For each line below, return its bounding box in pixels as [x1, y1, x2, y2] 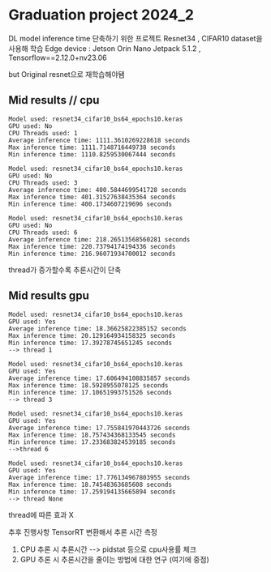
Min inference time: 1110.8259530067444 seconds [8, 150, 176, 159]
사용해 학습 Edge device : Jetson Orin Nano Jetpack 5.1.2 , [8, 43, 201, 53]
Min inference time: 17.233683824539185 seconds [8, 438, 176, 446]
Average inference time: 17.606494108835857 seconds [8, 374, 191, 382]
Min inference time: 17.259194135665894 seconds [8, 488, 176, 496]
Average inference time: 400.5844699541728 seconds [8, 186, 187, 194]
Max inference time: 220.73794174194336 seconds [8, 242, 176, 250]
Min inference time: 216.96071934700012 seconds [8, 250, 176, 258]
